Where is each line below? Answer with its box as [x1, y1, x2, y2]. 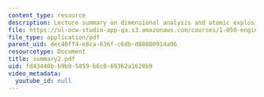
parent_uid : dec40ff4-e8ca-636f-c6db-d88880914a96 [8, 41, 178, 48]
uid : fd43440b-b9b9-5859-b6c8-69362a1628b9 [8, 63, 153, 70]
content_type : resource [8, 11, 86, 20]
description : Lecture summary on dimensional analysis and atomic [8, 19, 230, 27]
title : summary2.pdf [8, 56, 76, 63]
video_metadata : [8, 70, 61, 77]
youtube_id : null [15, 77, 72, 84]
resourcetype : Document [8, 48, 86, 56]
